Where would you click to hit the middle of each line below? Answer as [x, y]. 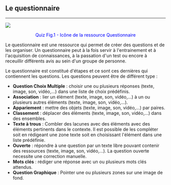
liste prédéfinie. [29, 140]
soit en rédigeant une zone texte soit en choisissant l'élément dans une [87, 135]
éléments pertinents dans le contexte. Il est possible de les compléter [85, 129]
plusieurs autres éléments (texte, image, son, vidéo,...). [70, 102]
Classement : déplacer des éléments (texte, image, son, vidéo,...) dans [87, 113]
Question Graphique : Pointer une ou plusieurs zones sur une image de [88, 172]
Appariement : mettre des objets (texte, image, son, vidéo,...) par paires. [89, 107]
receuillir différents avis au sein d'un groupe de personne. [66, 61]
